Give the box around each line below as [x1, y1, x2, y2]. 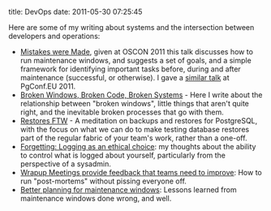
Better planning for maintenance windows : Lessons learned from [19, 185, 237, 194]
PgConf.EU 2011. [19, 81, 76, 91]
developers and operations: [8, 32, 101, 41]
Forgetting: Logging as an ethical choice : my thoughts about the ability [19, 142, 256, 151]
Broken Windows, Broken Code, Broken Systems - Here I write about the [19, 90, 263, 100]
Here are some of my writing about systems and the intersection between [8, 23, 255, 32]
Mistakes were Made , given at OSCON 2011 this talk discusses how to [19, 47, 254, 56]
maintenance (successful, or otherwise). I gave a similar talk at [19, 73, 230, 82]
